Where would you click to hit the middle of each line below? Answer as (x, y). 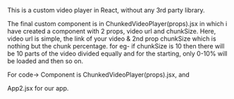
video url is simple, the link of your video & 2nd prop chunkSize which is (112, 39)
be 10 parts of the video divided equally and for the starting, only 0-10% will (117, 53)
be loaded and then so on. (45, 61)
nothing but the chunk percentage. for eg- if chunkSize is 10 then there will (116, 46)
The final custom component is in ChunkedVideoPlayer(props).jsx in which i (117, 24)
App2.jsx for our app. (38, 88)
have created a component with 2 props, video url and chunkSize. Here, (112, 31)
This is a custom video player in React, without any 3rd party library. (106, 10)
